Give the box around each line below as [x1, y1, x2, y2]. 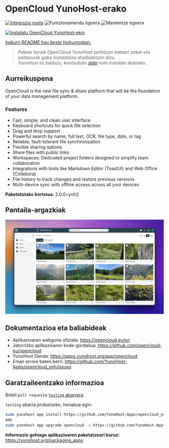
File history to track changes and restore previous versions [12, 176, 135, 182]
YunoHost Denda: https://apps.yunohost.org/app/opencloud [12, 353, 137, 359]
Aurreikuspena [5, 74, 53, 83]
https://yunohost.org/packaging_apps [5, 437, 83, 443]
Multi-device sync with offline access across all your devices [12, 182, 139, 188]
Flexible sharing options [12, 144, 62, 150]
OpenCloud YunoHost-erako [5, 3, 127, 15]
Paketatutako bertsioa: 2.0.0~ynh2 [5, 191, 79, 197]
